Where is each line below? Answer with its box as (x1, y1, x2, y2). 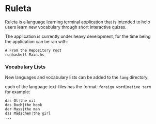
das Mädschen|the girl (5, 111, 51, 116)
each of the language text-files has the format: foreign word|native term (5, 84, 151, 90)
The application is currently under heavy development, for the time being (5, 33, 151, 39)
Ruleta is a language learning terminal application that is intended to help (5, 19, 150, 25)
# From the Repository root (5, 48, 62, 53)
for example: (5, 89, 31, 95)
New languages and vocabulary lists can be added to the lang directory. (5, 75, 149, 80)
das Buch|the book (5, 103, 42, 108)
